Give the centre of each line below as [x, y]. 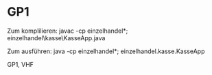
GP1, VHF [21, 64]
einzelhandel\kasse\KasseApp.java [56, 37]
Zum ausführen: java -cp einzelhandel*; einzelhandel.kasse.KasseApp [106, 51]
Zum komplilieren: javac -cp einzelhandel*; [68, 31]
